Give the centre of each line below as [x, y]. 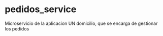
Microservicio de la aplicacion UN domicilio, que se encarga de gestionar [81, 23]
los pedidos [17, 28]
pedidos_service [41, 9]
